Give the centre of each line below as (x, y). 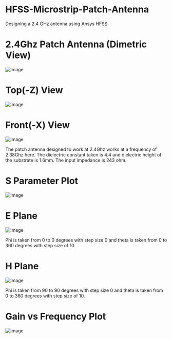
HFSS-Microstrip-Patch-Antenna (77, 9)
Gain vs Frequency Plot (56, 316)
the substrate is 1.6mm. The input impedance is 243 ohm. (66, 160)
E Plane (21, 216)
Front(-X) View (38, 125)
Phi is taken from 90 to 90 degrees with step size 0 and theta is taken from (84, 290)
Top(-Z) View (34, 90)
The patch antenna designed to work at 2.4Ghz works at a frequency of (81, 149)
